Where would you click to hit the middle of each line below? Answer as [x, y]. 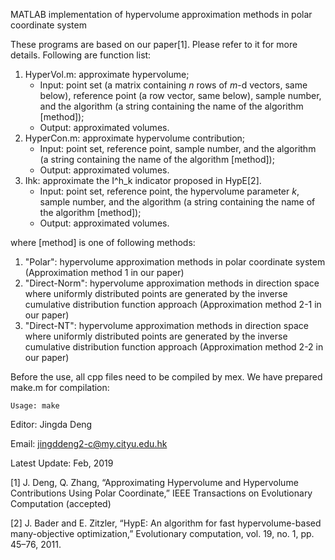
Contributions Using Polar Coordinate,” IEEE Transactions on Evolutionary [161, 493]
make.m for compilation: [60, 387]
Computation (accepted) [61, 503]
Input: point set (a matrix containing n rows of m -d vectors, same [173, 85]
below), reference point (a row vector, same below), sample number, [180, 95]
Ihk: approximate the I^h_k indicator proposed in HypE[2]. [143, 180]
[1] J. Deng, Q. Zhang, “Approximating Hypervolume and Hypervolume [154, 482]
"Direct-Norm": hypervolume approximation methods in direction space [172, 283]
